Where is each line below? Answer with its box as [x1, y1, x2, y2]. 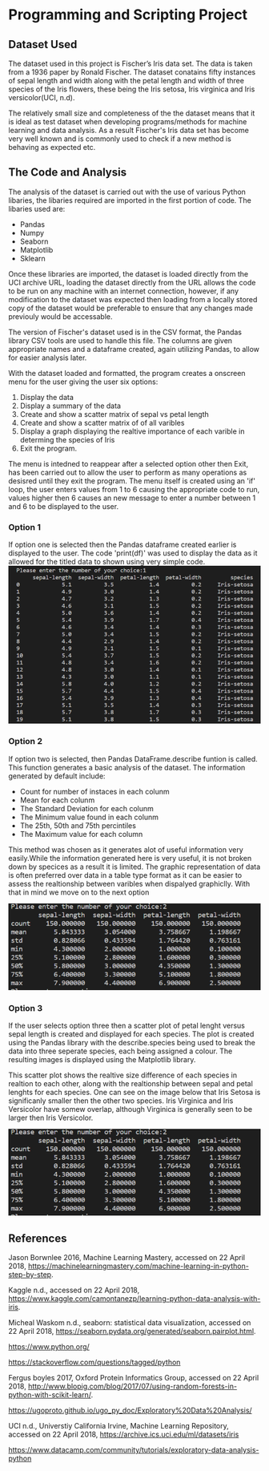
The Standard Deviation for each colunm [19, 803, 154, 813]
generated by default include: [8, 771, 106, 781]
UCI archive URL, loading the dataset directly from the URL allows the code [8, 277, 256, 287]
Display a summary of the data [19, 401, 122, 410]
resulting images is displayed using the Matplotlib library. [8, 1055, 196, 1065]
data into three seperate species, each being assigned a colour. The [8, 1046, 233, 1056]
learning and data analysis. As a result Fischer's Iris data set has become [8, 126, 250, 135]
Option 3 [8, 1002, 42, 1013]
